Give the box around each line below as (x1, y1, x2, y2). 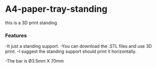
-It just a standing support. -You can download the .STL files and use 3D (5, 43, 152, 49)
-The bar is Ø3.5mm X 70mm (5, 58, 64, 64)
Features (5, 32, 27, 39)
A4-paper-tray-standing (5, 3, 108, 15)
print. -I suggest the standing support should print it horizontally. (5, 48, 137, 55)
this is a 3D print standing (5, 20, 57, 26)
